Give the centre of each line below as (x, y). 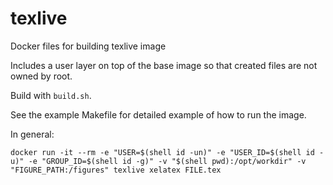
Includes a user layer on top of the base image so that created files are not (164, 65)
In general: (32, 134)
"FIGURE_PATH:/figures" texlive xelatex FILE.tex (116, 170)
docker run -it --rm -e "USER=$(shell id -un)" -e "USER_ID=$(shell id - (167, 152)
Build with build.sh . (51, 95)
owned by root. (41, 76)
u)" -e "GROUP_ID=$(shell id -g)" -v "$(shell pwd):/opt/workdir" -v (158, 161)
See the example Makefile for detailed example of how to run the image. (158, 114)
